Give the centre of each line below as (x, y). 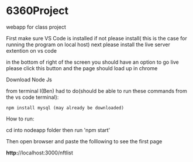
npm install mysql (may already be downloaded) (65, 108)
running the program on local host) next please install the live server (88, 44)
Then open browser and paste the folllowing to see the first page (84, 141)
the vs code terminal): (32, 97)
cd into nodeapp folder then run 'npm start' (58, 130)
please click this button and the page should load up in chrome (82, 68)
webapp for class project (36, 27)
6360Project (37, 11)
